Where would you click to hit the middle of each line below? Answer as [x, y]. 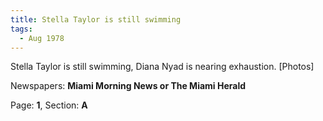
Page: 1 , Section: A [49, 105]
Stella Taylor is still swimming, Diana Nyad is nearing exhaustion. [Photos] [162, 67]
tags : [21, 29]
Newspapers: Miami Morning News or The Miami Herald [128, 86]
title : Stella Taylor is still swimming [96, 19]
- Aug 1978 [42, 38]
